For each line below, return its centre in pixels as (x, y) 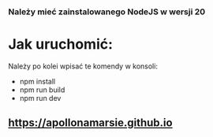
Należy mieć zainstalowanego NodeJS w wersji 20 (107, 12)
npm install (37, 81)
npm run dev (40, 98)
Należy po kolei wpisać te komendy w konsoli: (83, 66)
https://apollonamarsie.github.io (90, 123)
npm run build (42, 90)
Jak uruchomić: (60, 44)
